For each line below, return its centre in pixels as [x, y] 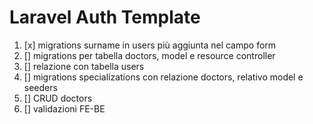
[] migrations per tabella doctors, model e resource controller [149, 55]
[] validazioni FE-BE [64, 108]
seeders [40, 87]
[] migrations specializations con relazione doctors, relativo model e [163, 77]
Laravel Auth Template [105, 17]
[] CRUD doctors [58, 98]
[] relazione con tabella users [84, 66]
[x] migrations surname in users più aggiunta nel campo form [150, 45]
